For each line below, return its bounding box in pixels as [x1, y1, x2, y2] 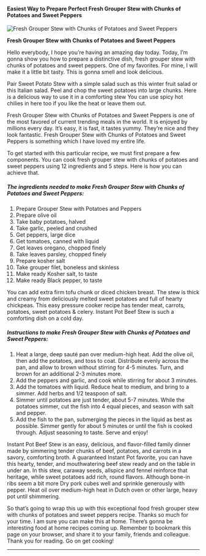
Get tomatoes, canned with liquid [15, 238, 100, 245]
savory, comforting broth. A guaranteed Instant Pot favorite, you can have [7, 454, 193, 461]
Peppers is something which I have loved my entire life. [7, 138, 146, 145]
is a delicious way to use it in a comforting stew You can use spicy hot [7, 93, 183, 101]
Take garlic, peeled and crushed [15, 224, 97, 232]
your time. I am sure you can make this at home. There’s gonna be [7, 518, 173, 525]
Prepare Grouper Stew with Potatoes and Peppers [15, 205, 142, 213]
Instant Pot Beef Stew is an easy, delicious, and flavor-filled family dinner [7, 441, 191, 448]
